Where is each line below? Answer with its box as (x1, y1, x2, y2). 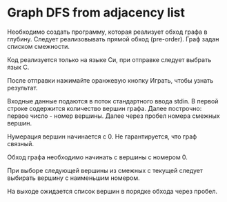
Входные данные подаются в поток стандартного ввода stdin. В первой (7, 97, 219, 105)
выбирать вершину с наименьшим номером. (7, 174, 140, 182)
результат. (7, 83, 38, 92)
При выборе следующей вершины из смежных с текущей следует (7, 166, 204, 174)
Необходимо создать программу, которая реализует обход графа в (7, 28, 208, 36)
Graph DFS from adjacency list (7, 5, 185, 21)
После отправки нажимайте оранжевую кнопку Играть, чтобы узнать (7, 76, 214, 84)
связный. (7, 139, 34, 148)
